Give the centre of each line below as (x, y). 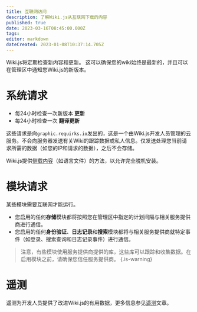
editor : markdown (27, 39)
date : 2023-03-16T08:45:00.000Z (46, 28)
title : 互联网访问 (27, 12)
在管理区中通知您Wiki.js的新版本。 (48, 69)
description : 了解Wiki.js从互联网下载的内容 (57, 17)
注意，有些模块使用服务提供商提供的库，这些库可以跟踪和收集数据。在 (106, 252)
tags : (13, 34)
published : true (26, 22)
